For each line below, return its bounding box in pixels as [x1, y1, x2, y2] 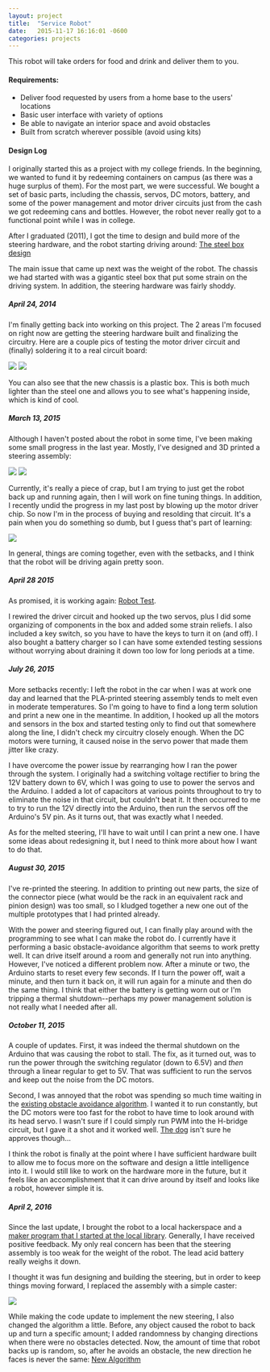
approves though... [8, 1134, 71, 1143]
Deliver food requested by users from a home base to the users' [19, 93, 234, 103]
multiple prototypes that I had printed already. [8, 909, 160, 919]
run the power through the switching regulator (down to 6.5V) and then [8, 1058, 243, 1068]
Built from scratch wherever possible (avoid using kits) [19, 127, 201, 137]
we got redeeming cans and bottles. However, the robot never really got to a [8, 207, 262, 216]
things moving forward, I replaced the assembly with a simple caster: [8, 1281, 238, 1290]
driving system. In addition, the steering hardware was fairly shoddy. [8, 280, 236, 291]
